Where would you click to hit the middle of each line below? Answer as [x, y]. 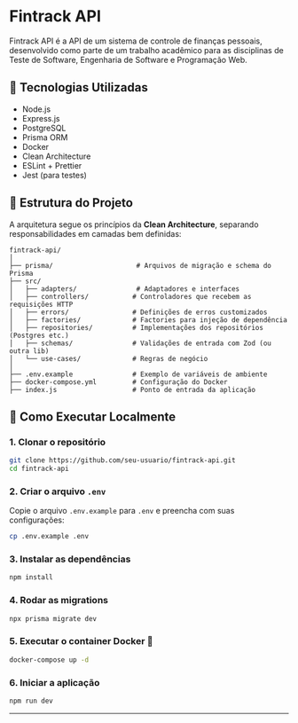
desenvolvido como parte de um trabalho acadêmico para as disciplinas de [146, 50]
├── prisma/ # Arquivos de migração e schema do [141, 265]
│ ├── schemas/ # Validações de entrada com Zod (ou [141, 343]
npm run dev [31, 701]
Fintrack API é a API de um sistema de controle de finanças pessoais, [136, 41]
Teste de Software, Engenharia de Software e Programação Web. [128, 59]
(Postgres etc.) [39, 335]
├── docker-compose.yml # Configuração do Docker [118, 382]
